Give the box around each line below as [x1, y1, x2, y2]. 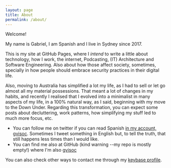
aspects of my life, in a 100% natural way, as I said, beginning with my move [5, 99, 166, 105]
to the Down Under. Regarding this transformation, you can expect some [5, 104, 158, 111]
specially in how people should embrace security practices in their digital [5, 67, 160, 73]
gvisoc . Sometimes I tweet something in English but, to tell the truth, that [12, 131, 166, 137]
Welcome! [5, 31, 27, 37]
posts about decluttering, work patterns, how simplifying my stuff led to [5, 110, 156, 116]
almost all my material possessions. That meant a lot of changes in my [5, 88, 154, 94]
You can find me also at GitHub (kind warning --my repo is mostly [12, 141, 152, 148]
